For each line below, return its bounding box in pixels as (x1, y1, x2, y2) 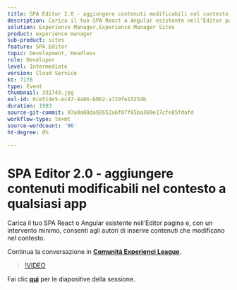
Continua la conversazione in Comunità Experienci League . (7, 248, 182, 256)
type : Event (7, 83, 42, 90)
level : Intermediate (7, 63, 68, 70)
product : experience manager (7, 30, 93, 37)
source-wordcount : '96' (7, 122, 78, 129)
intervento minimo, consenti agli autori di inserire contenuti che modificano (7, 226, 225, 235)
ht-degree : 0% (7, 129, 49, 136)
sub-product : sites (7, 37, 65, 44)
